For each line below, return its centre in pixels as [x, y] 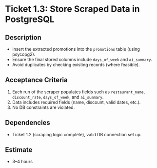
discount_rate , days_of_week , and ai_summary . [58, 97]
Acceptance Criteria [36, 80]
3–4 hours [22, 162]
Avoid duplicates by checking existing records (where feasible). [76, 65]
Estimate [19, 150]
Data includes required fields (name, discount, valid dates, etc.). [76, 102]
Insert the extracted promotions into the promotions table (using [76, 49]
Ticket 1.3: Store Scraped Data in [72, 9]
